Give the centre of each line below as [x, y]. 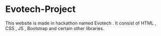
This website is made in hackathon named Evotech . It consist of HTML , [81, 23]
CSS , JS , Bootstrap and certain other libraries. [55, 28]
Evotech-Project [41, 9]
